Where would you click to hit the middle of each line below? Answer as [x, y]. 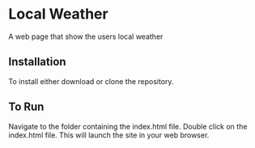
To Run [26, 107]
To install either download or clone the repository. [91, 81]
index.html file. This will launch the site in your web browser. [109, 135]
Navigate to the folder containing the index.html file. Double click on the [128, 126]
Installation [37, 62]
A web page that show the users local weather [86, 36]
